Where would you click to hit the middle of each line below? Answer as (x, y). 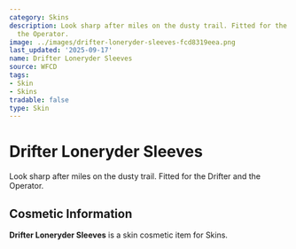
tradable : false (39, 100)
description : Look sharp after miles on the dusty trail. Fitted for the (148, 26)
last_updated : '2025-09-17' (61, 51)
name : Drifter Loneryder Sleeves (71, 58)
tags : (19, 75)
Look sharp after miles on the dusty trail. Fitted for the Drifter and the (135, 176)
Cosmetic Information (71, 214)
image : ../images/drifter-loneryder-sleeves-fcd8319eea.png (123, 42)
